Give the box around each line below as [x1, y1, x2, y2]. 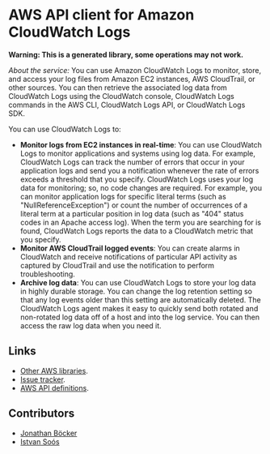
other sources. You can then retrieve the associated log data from [8, 83, 228, 92]
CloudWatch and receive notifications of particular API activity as [19, 251, 238, 261]
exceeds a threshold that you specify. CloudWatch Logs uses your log [19, 174, 254, 184]
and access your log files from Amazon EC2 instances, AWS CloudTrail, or [8, 74, 256, 84]
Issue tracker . [19, 375, 66, 384]
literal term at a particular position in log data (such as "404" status [19, 208, 244, 218]
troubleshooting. [19, 269, 75, 279]
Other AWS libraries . [19, 366, 89, 375]
